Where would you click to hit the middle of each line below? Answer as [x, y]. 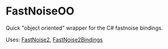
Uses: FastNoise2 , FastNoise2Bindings [54, 39]
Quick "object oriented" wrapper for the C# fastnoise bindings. [84, 28]
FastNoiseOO [40, 11]
